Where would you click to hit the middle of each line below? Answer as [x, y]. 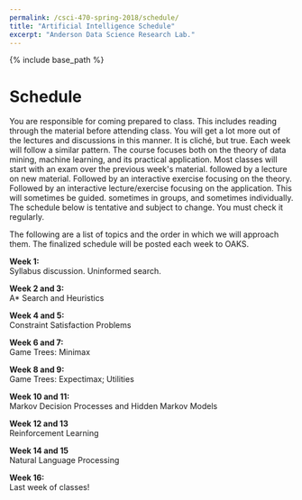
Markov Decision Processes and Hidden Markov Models [114, 406]
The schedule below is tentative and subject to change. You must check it [146, 207]
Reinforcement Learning [54, 433]
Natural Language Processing [64, 460]
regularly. [27, 217]
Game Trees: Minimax [50, 352]
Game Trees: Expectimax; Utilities [72, 379]
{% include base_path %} [57, 60]
